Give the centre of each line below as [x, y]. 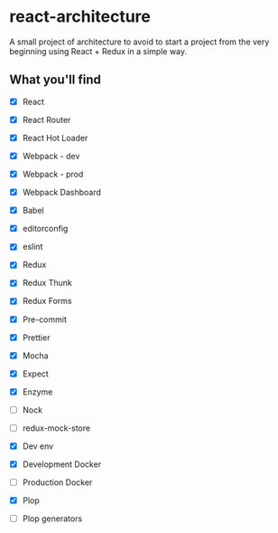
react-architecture [80, 17]
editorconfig [45, 229]
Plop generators [52, 519]
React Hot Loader [55, 138]
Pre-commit [45, 319]
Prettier [36, 338]
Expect [36, 374]
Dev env [38, 446]
